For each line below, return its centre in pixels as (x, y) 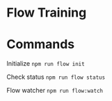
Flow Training (47, 13)
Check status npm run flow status (56, 77)
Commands (41, 45)
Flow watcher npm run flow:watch (55, 91)
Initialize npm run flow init (46, 64)
